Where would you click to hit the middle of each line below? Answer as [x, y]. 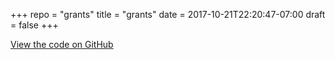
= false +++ [34, 25]
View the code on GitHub [62, 44]
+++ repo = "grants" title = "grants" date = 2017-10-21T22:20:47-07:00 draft [168, 14]
